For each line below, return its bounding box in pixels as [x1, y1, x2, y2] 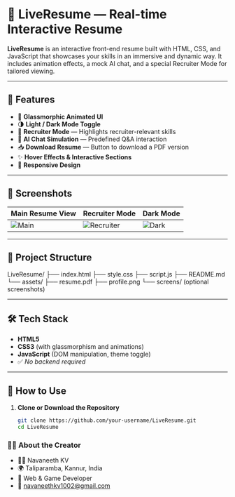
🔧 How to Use [7, 385, 66, 397]
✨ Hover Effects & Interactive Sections [17, 152, 132, 161]
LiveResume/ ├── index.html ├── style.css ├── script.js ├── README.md [7, 270, 225, 279]
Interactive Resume [7, 21, 123, 37]
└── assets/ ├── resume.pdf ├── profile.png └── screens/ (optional [7, 277, 209, 286]
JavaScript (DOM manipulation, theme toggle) [17, 350, 152, 359]
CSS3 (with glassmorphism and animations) [17, 343, 145, 351]
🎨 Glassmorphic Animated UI [17, 112, 104, 121]
